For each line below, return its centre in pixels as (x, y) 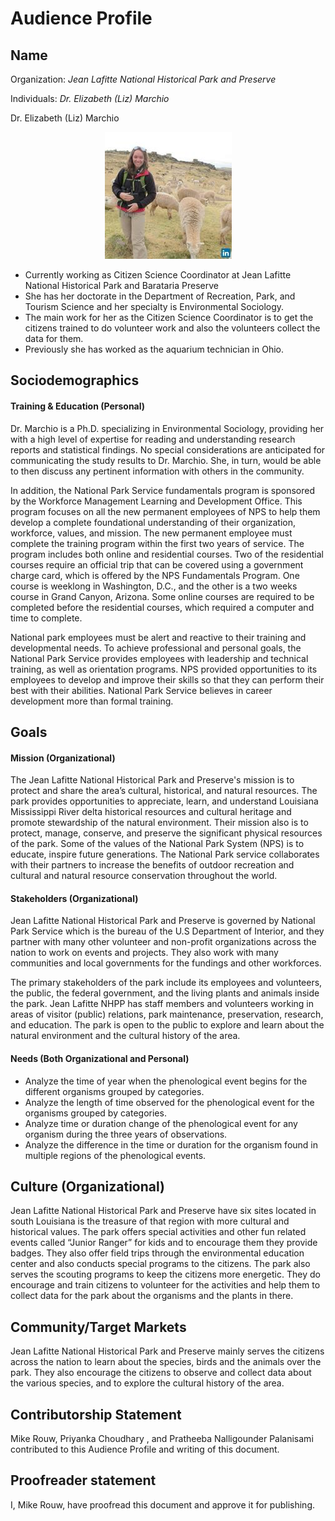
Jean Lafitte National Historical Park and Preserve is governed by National (163, 921)
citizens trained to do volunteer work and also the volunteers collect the (172, 328)
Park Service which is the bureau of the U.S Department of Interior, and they (167, 931)
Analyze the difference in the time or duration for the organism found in (171, 1144)
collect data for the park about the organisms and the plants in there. (152, 1296)
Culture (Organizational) (87, 1186)
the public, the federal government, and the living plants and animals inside (165, 993)
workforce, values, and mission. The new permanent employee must (151, 533)
